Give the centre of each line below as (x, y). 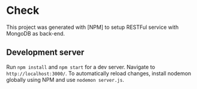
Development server (45, 53)
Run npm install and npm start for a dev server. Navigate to (81, 67)
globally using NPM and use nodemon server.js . (65, 79)
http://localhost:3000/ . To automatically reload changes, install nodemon (99, 73)
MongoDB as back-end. (35, 33)
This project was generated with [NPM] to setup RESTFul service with (92, 27)
